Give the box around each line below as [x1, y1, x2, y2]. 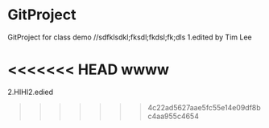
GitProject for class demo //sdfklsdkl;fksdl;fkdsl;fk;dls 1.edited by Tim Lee [7, 32, 252, 42]
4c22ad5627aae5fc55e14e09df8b [147, 102, 261, 112]
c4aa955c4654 [147, 111, 199, 121]
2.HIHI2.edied [7, 87, 54, 97]
